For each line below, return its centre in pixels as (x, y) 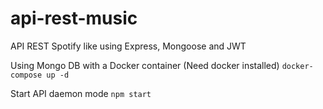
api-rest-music (74, 18)
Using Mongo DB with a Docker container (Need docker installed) (145, 65)
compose (26, 75)
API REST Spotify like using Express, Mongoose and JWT (128, 46)
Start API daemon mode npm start (81, 93)
